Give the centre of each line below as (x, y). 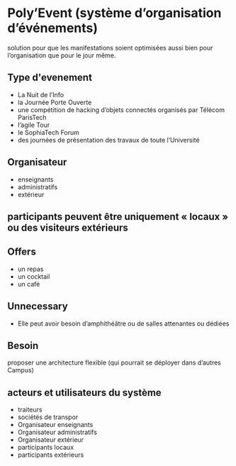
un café (29, 284)
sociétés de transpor (48, 417)
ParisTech (32, 117)
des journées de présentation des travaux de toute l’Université (108, 140)
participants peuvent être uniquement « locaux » (118, 217)
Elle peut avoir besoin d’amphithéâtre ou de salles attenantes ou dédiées (123, 323)
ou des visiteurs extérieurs (68, 227)
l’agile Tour (34, 125)
